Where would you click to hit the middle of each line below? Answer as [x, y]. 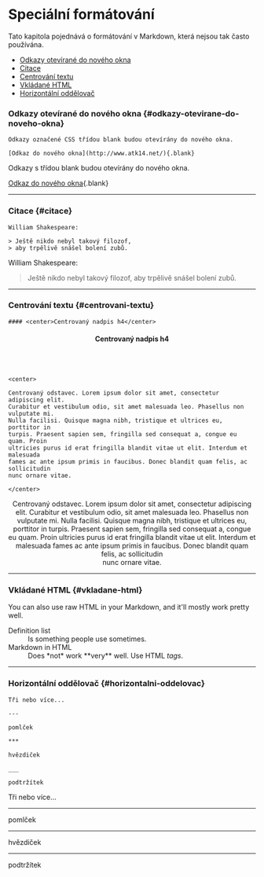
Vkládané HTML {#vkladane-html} [75, 589]
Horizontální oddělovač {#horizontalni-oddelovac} [107, 684]
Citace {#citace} [40, 211]
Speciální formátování [81, 15]
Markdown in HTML [40, 648]
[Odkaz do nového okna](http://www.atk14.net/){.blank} [101, 154]
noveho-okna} [36, 123]
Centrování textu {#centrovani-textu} [81, 306]
